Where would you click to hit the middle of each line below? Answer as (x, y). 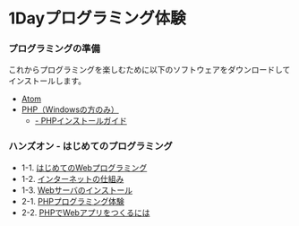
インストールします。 (47, 81)
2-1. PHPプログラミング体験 (73, 201)
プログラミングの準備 (54, 48)
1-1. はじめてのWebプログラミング (84, 168)
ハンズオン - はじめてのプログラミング (91, 146)
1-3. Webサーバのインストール (77, 190)
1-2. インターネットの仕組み (73, 178)
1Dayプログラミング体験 (97, 18)
